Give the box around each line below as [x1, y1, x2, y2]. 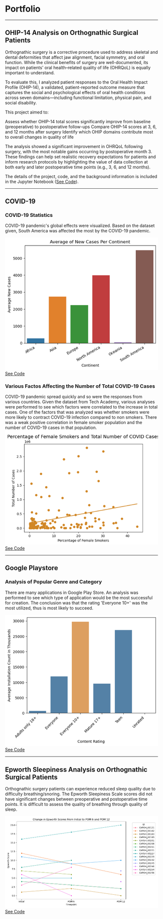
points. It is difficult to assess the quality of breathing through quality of [5, 802, 148, 807]
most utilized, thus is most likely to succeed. [5, 605, 94, 611]
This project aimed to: [5, 109, 49, 115]
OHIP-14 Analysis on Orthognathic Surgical [5, 29, 139, 37]
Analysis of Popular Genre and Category [5, 578, 102, 585]
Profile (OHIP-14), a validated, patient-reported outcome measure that [5, 84, 145, 90]
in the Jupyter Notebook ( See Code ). [5, 179, 79, 184]
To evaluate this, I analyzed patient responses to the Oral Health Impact [5, 79, 148, 85]
